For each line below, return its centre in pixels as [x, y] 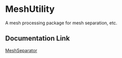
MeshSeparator [21, 50]
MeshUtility [30, 9]
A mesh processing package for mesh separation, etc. [61, 23]
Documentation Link [38, 38]
